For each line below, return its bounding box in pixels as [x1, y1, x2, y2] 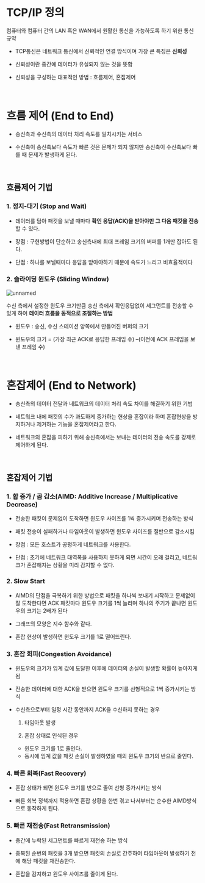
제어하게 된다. [15, 441, 49, 449]
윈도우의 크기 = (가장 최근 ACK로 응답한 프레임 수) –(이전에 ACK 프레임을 [15, 335, 189, 342]
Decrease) [6, 500, 38, 509]
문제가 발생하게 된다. [28, 151, 77, 158]
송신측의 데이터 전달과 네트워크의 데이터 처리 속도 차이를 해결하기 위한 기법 [15, 400, 193, 407]
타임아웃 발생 [24, 719, 56, 726]
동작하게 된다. [26, 805, 60, 812]
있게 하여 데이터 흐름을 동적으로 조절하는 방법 [6, 309, 113, 317]
